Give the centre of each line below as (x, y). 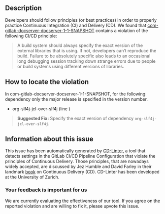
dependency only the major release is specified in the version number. (76, 99)
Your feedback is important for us (46, 190)
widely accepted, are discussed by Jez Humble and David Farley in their (78, 167)
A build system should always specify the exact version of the (80, 45)
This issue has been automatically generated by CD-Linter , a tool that (75, 151)
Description (23, 8)
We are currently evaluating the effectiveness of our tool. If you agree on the (83, 201)
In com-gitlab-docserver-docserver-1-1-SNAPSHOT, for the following (75, 94)
